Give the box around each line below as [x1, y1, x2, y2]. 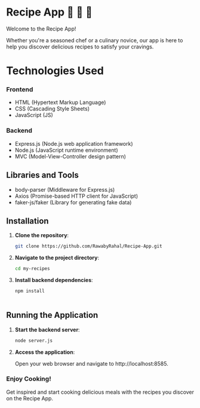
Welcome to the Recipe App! [6, 25, 76, 32]
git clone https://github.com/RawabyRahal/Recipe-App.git [14, 243, 162, 250]
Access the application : [14, 348, 75, 355]
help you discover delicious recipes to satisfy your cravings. [6, 43, 154, 50]
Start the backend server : [14, 326, 80, 333]
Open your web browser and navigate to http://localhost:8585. [14, 360, 168, 367]
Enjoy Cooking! [6, 375, 52, 383]
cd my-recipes [14, 266, 50, 272]
